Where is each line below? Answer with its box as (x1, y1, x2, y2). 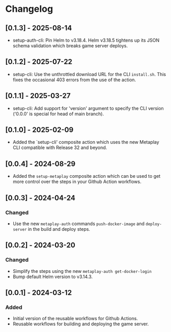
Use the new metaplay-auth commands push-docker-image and (12, 220, 145, 227)
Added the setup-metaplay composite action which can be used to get (12, 173, 161, 179)
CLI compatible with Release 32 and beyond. (12, 144, 108, 151)
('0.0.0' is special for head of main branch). (12, 110, 104, 117)
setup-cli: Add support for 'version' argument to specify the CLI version (12, 105, 164, 111)
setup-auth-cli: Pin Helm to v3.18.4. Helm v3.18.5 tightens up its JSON (12, 37, 160, 43)
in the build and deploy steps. (28, 226, 91, 232)
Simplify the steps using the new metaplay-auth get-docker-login (12, 268, 152, 274)
